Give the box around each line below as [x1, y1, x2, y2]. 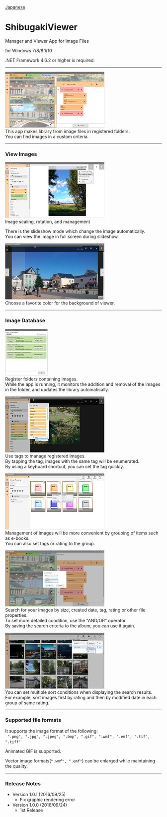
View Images [5, 150, 37, 157]
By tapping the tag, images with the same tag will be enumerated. [5, 458, 140, 464]
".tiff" [5, 740, 21, 744]
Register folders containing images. [5, 376, 78, 382]
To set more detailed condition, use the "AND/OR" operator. [5, 617, 127, 623]
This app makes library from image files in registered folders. [5, 128, 130, 134]
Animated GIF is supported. [5, 748, 61, 754]
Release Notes [5, 780, 41, 787]
